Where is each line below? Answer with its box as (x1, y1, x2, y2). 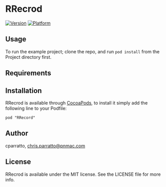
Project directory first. (5, 54, 52, 60)
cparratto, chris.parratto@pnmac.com (5, 142, 86, 149)
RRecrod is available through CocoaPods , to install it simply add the (5, 99, 148, 106)
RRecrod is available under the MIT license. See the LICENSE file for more (5, 171, 161, 177)
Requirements (5, 69, 51, 77)
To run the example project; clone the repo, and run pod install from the (5, 48, 160, 54)
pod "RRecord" (5, 115, 36, 120)
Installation (5, 86, 42, 95)
